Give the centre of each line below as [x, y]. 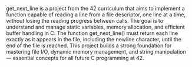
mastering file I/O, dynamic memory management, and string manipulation [96, 52]
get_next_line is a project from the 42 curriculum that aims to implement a [96, 8]
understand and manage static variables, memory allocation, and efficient [95, 27]
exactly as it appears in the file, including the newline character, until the [94, 39]
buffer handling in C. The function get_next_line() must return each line [92, 33]
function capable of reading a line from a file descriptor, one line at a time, [96, 15]
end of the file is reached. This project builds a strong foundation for [89, 45]
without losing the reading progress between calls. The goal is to [85, 21]
